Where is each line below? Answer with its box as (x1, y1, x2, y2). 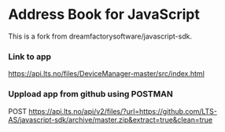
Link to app (8, 51, 52, 62)
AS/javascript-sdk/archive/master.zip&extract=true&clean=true (8, 115, 213, 124)
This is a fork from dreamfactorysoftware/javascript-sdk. (8, 31, 193, 41)
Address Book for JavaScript (8, 5, 201, 24)
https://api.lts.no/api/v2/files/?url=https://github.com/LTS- (28, 106, 218, 115)
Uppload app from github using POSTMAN (8, 89, 173, 100)
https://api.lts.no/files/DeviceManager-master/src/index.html (8, 69, 205, 79)
